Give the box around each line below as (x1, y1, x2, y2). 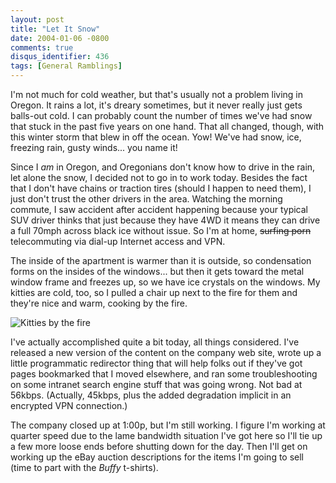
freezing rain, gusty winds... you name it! (10, 142, 178, 153)
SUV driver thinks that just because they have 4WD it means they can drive (10, 214, 321, 226)
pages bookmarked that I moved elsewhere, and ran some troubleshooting (10, 368, 318, 380)
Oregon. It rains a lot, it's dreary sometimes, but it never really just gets (10, 99, 303, 111)
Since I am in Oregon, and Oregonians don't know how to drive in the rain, (10, 161, 316, 173)
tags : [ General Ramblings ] (10, 61, 123, 71)
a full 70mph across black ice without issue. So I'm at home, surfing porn (10, 225, 312, 236)
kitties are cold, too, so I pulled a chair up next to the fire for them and (10, 287, 298, 298)
